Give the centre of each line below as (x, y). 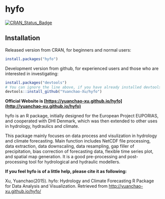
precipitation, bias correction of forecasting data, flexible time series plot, (79, 151)
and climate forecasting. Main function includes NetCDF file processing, (78, 141)
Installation (23, 38)
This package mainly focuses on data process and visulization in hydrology (81, 136)
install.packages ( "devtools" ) (36, 83)
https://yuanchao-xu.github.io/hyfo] (84, 101)
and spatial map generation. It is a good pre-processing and (66, 157)
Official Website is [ (26, 101)
